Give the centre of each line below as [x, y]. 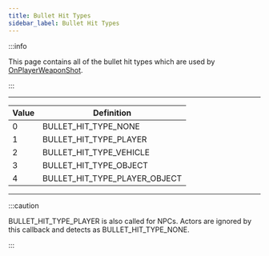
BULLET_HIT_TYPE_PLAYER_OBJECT [112, 178]
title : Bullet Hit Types [50, 16]
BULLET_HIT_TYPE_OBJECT [95, 165]
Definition [112, 113]
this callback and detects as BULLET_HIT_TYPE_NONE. [99, 230]
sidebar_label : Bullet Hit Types [64, 23]
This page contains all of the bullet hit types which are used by [112, 62]
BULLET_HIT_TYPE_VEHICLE [96, 152]
